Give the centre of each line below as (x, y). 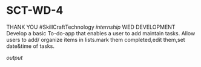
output (15, 57)
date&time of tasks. (30, 46)
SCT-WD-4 (35, 10)
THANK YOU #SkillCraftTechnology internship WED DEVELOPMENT (91, 27)
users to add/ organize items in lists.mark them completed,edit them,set (96, 39)
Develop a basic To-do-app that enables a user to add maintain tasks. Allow (101, 33)
